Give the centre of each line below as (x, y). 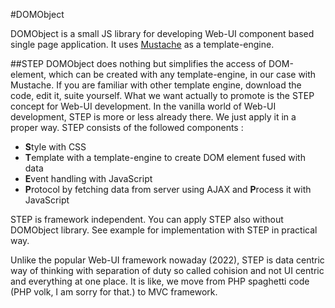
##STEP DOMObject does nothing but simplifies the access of (138, 63)
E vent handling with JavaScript (88, 178)
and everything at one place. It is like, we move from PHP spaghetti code (160, 281)
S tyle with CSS (55, 147)
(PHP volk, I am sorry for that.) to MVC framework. (114, 292)
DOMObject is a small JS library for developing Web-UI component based (162, 33)
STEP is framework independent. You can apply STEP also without (147, 219)
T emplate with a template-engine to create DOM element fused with (165, 157)
